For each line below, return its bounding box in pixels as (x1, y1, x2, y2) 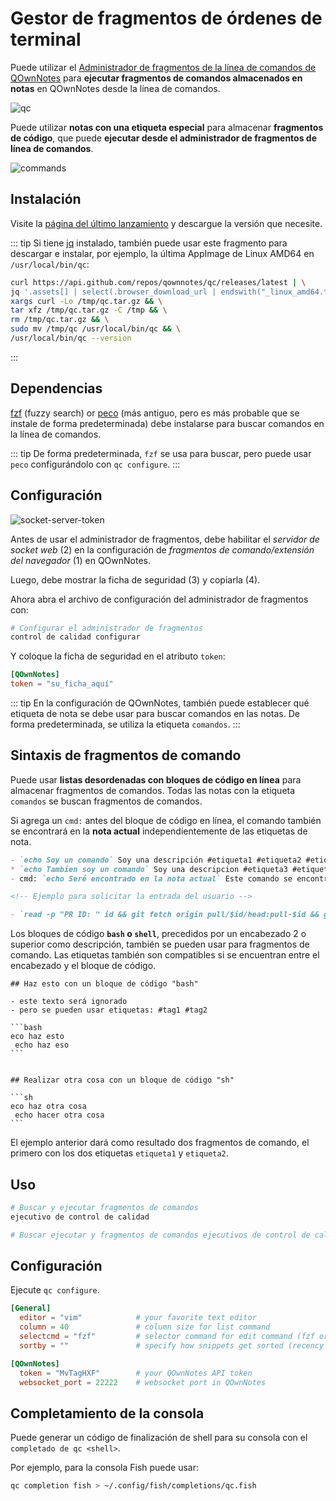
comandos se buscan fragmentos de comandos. (10, 795, 203, 807)
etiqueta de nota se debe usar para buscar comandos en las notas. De (10, 708, 300, 719)
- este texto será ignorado (10, 997, 128, 1007)
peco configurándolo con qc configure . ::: (10, 458, 181, 470)
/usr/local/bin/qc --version (10, 333, 132, 343)
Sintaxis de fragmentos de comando (10, 747, 242, 764)
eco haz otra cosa (10, 1102, 87, 1112)
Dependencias (10, 380, 103, 397)
